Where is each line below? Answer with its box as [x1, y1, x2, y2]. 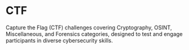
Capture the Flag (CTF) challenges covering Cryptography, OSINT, [5, 24, 173, 31]
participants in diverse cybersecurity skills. [5, 37, 113, 44]
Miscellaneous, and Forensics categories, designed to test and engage [5, 30, 183, 37]
